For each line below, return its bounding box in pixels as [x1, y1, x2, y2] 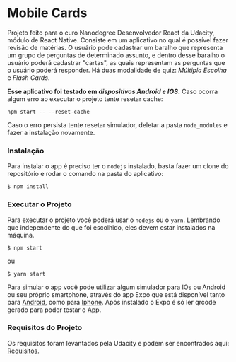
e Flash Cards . [7, 73, 50, 82]
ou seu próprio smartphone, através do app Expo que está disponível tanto [7, 290, 225, 298]
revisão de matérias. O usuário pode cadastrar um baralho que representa [7, 43, 223, 52]
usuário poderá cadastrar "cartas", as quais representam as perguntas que [7, 58, 225, 66]
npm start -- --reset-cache [7, 108, 90, 115]
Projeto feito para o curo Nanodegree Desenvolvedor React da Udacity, [7, 28, 215, 37]
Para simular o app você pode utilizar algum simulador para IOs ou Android [7, 283, 226, 291]
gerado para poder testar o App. [7, 305, 102, 314]
